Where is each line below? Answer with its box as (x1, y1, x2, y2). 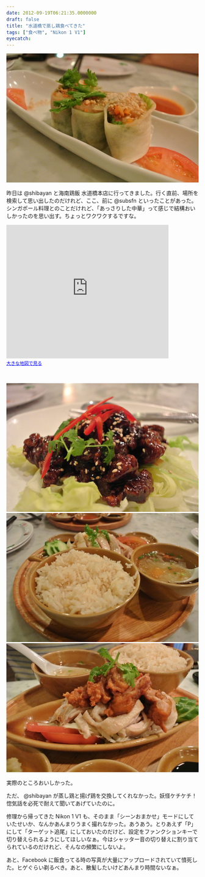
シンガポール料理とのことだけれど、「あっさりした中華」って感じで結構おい (6, 205, 196, 212)
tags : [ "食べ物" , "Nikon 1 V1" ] (6, 29, 86, 35)
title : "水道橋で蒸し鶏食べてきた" (6, 23, 85, 29)
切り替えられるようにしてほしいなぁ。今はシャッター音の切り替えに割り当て (6, 835, 199, 843)
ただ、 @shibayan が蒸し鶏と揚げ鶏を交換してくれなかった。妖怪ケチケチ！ (6, 791, 197, 799)
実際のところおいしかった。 (6, 779, 76, 786)
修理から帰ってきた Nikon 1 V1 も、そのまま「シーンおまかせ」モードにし (6, 812, 189, 820)
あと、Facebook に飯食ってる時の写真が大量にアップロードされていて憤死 (6, 856, 192, 864)
